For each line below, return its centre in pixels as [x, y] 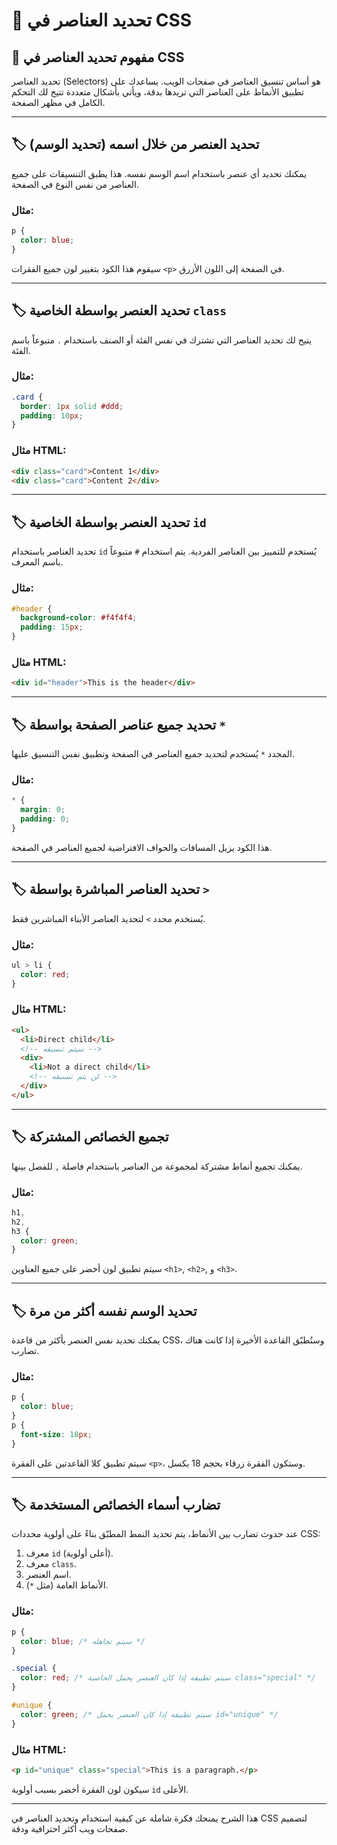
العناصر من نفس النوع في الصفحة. [75, 184]
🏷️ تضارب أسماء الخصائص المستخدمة [116, 1505]
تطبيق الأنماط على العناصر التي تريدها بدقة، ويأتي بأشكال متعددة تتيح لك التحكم [157, 92]
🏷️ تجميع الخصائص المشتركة [90, 1137]
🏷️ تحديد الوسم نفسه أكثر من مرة [104, 1310]
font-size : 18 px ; [56, 1434]
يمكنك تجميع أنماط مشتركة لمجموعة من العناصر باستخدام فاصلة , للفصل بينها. [157, 1166]
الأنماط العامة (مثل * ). [67, 1585]
